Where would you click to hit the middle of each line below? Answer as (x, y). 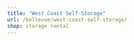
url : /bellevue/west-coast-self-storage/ (67, 20)
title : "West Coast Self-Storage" (57, 13)
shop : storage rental (38, 26)
